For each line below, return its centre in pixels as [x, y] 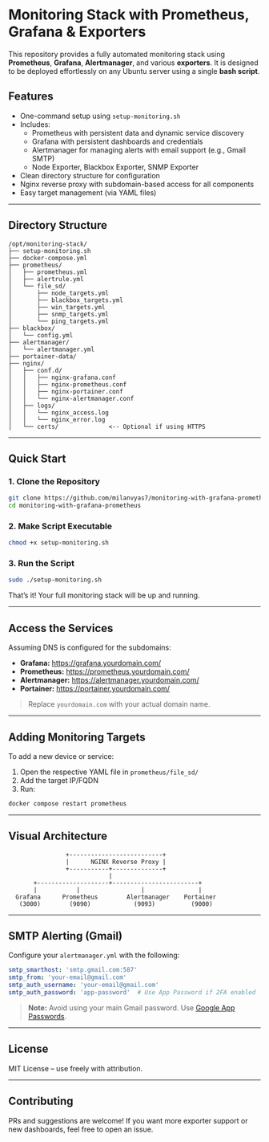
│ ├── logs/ [32, 406]
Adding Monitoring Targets [77, 737]
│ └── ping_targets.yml [59, 321]
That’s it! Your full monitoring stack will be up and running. [104, 595]
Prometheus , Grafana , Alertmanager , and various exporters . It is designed [133, 63]
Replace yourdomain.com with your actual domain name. [119, 704]
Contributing [41, 1101]
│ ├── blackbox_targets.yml [66, 300]
